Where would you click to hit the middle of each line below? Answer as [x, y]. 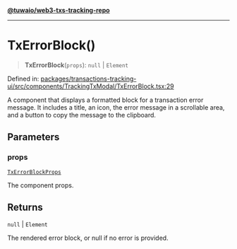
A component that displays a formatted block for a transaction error [105, 100]
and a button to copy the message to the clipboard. [82, 115]
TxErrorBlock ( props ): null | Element [77, 65]
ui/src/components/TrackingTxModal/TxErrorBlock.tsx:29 [91, 86]
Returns [25, 208]
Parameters [34, 137]
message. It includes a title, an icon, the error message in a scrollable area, [116, 107]
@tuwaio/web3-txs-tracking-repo [59, 10]
